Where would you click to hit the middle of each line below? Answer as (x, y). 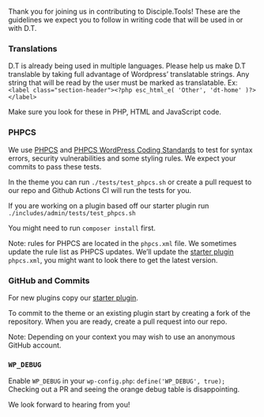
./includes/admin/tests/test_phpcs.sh (72, 213)
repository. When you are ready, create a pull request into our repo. (118, 321)
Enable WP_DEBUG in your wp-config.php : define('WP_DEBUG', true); (117, 381)
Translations (33, 48)
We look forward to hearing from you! (69, 405)
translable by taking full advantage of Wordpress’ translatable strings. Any (129, 74)
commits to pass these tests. (55, 166)
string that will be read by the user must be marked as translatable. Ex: (123, 83)
